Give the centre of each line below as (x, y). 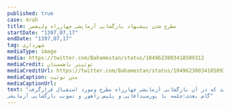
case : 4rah (23, 20)
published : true (30, 13)
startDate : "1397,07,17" (43, 32)
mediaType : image (32, 52)
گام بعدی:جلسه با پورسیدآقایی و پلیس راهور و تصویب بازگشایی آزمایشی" (110, 96)
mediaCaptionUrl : (32, 83)
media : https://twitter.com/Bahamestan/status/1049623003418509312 (106, 58)
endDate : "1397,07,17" (40, 39)
